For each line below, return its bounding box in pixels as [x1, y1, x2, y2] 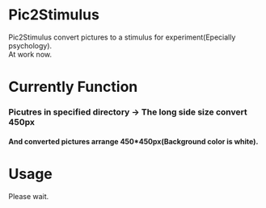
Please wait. [8, 191, 49, 201]
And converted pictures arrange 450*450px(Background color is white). [8, 136, 259, 146]
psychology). [8, 40, 53, 50]
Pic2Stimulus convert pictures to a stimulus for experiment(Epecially [8, 32, 236, 42]
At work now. [8, 49, 53, 59]
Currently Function [8, 78, 138, 96]
